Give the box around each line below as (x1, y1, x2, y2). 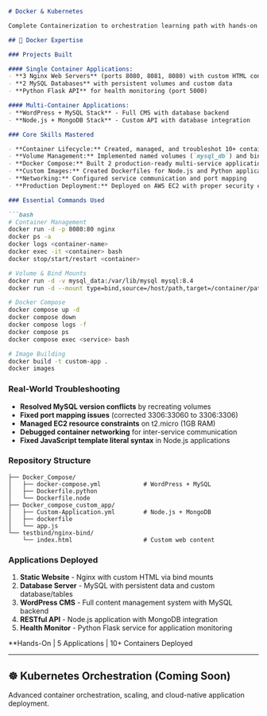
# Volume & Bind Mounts (8, 269, 87, 278)
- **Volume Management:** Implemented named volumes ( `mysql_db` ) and (8, 152, 247, 161)
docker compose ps (8, 328, 69, 336)
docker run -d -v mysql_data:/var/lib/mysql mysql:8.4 (8, 277, 194, 285)
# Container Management (8, 218, 87, 226)
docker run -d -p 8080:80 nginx (8, 225, 115, 234)
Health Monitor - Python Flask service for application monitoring (19, 623, 233, 632)
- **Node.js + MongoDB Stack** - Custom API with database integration (8, 116, 250, 124)
